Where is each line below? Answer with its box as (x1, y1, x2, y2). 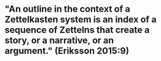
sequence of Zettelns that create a (4, 25, 150, 35)
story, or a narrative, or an (4, 35, 114, 46)
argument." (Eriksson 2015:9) (4, 45, 130, 57)
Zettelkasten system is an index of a (4, 14, 157, 25)
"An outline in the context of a (4, 3, 130, 15)
